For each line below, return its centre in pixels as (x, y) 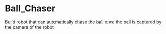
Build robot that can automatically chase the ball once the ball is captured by (83, 22)
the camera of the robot (29, 27)
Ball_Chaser (30, 8)
